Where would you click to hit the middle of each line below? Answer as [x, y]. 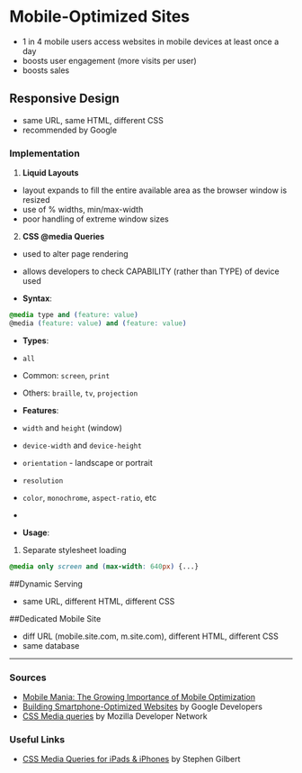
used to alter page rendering [75, 254]
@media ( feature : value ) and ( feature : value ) [98, 323]
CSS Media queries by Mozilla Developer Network [115, 716]
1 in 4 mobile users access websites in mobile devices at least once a [151, 41]
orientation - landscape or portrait [87, 462]
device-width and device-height [82, 445]
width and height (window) [72, 427]
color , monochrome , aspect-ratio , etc [89, 497]
